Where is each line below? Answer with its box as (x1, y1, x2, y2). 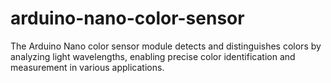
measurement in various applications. (10, 61, 165, 73)
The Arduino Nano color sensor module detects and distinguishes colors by (10, 40, 322, 52)
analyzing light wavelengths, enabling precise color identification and (10, 50, 296, 62)
